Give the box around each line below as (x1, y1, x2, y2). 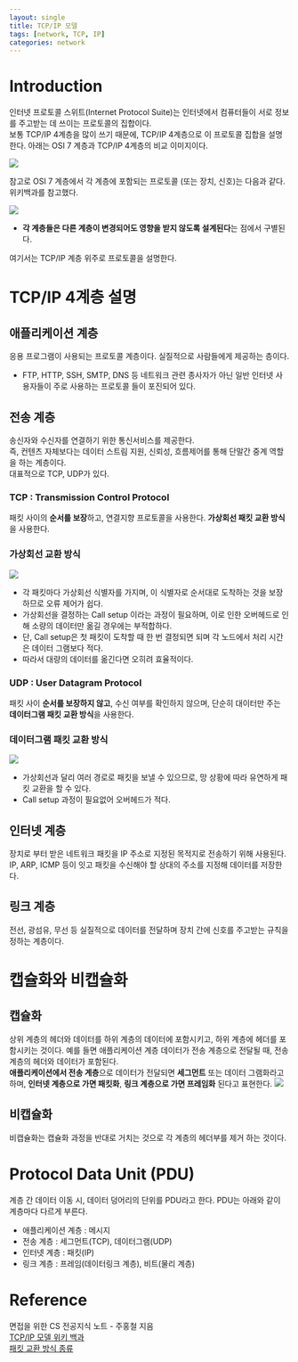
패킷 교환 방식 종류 (9, 1342, 74, 1353)
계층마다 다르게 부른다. (9, 1205, 88, 1217)
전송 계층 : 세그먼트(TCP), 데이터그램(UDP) (21, 1235, 173, 1246)
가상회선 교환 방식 (9, 548, 82, 561)
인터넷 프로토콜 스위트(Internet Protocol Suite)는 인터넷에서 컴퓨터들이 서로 (9, 107, 273, 118)
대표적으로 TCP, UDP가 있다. (9, 469, 109, 479)
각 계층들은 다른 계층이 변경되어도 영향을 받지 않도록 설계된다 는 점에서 (21, 223, 262, 234)
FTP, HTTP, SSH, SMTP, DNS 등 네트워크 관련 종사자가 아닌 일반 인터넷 (21, 370, 274, 381)
